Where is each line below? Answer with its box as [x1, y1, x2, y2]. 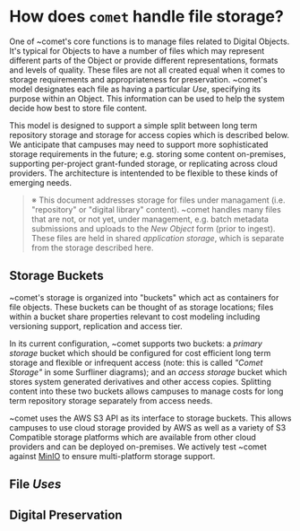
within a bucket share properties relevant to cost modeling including [9, 311, 261, 322]
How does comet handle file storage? [9, 6, 284, 27]
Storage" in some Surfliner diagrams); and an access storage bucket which [9, 366, 287, 378]
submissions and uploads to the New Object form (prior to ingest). [30, 222, 276, 234]
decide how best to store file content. [9, 102, 148, 113]
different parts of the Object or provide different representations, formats [9, 55, 279, 65]
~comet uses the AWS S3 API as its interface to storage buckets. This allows [9, 413, 292, 423]
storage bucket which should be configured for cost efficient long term [9, 347, 271, 358]
